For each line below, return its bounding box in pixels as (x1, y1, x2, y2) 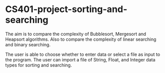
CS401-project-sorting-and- (5, 4, 128, 15)
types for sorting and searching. (5, 62, 72, 68)
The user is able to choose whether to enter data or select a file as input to (5, 51, 160, 57)
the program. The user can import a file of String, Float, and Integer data (5, 56, 155, 62)
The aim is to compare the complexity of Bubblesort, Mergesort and (5, 31, 146, 37)
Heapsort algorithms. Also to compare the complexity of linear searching (5, 36, 156, 42)
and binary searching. (5, 41, 51, 47)
